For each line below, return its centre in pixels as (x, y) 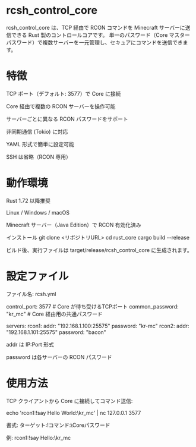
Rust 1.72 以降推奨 (29, 200)
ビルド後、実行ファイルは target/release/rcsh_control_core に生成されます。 (99, 250)
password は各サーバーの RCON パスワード (59, 357)
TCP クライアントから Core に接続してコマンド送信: (69, 401)
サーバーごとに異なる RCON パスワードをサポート (67, 119)
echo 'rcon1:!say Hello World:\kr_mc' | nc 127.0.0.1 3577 (74, 413)
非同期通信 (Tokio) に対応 (37, 131)
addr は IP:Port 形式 (30, 344)
